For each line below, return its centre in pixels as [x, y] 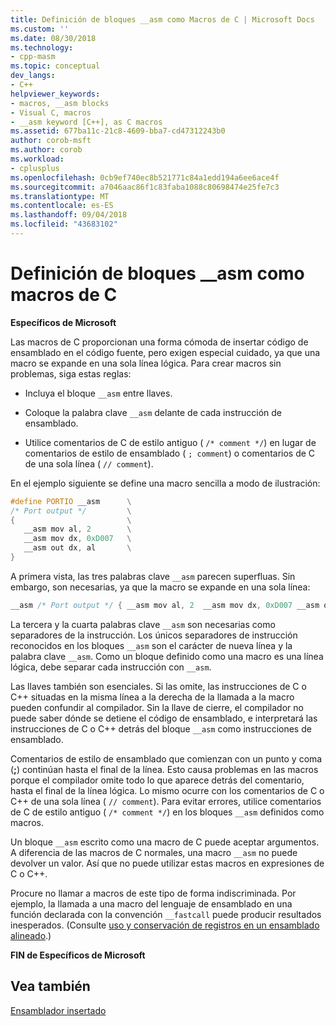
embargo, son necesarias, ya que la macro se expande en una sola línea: [160, 587]
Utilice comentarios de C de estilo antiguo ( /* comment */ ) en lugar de [170, 442]
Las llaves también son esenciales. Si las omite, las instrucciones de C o [158, 686]
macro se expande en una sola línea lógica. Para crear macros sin [146, 363]
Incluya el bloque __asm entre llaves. [98, 393]
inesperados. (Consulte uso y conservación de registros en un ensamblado [165, 925]
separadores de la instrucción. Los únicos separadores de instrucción [154, 635]
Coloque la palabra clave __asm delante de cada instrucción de [153, 412]
